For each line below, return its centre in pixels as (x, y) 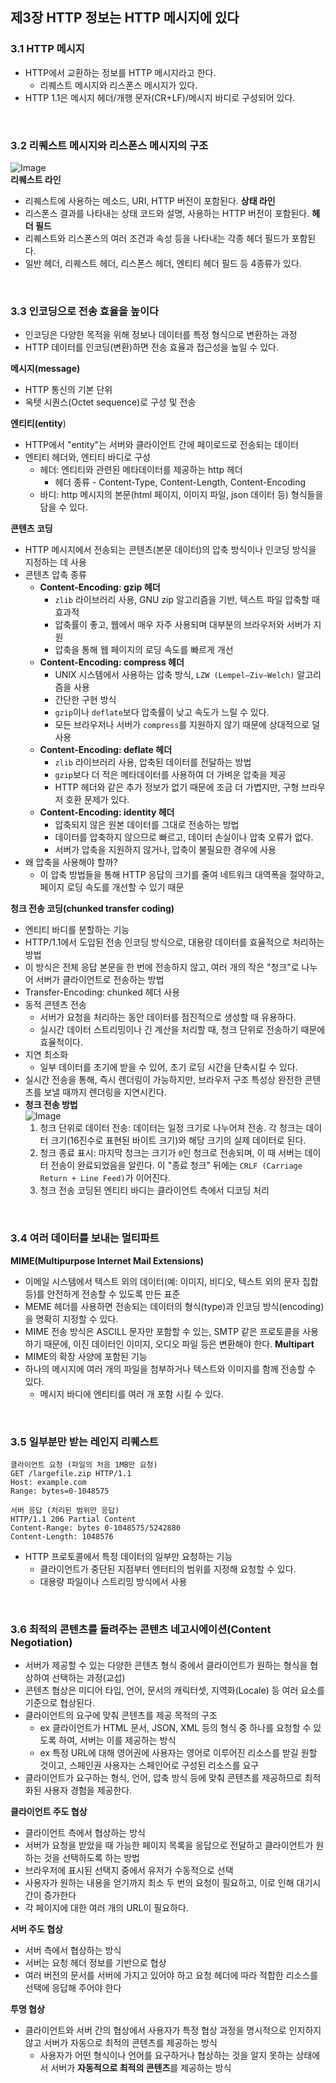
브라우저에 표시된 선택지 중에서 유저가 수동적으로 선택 (129, 1870)
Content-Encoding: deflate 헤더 (106, 750)
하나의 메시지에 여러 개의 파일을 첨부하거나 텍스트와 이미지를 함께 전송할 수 (170, 1369)
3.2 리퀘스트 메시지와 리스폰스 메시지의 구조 (109, 145)
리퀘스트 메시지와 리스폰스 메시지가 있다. (118, 85)
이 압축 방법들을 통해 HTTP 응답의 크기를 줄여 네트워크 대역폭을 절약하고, (182, 875)
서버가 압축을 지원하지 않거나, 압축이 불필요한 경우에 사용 (165, 850)
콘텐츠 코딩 (31, 529)
